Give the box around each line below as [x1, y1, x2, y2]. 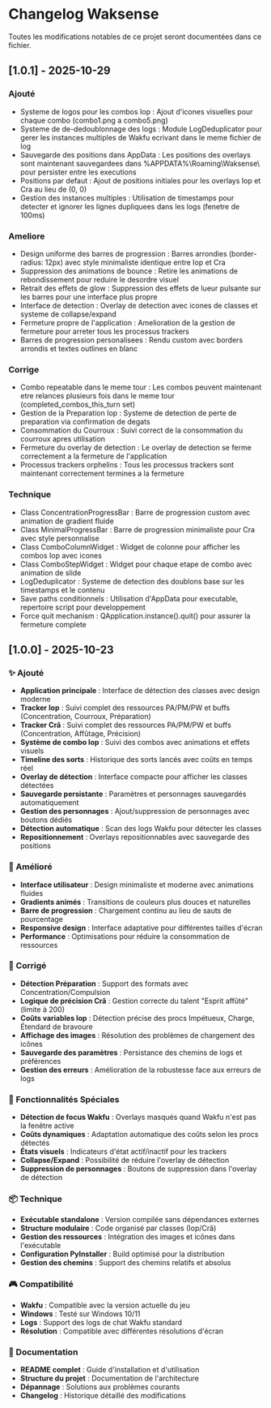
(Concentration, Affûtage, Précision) [19, 729, 142, 738]
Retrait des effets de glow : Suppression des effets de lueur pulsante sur [19, 283, 261, 293]
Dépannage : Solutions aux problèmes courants [19, 1381, 180, 1392]
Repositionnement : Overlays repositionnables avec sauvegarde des [19, 833, 250, 842]
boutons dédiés [19, 815, 73, 825]
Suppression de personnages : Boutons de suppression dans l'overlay [19, 1164, 257, 1173]
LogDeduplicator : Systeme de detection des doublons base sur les [19, 576, 245, 586]
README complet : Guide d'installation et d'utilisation [19, 1364, 200, 1374]
